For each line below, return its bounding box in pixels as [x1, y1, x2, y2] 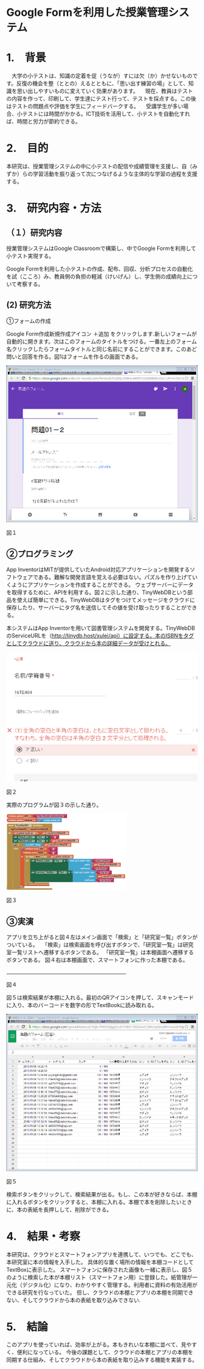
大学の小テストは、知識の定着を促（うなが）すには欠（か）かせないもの [11, 72, 192, 80]
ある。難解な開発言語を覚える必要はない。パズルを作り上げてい [38, 574, 198, 581]
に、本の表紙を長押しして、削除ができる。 [6, 1205, 112, 1213]
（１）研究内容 [6, 227, 63, 238]
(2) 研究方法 [6, 300, 52, 310]
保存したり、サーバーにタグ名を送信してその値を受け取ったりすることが [6, 604, 187, 611]
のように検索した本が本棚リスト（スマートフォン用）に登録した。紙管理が [6, 1274, 192, 1281]
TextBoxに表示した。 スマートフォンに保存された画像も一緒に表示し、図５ [6, 1266, 193, 1273]
